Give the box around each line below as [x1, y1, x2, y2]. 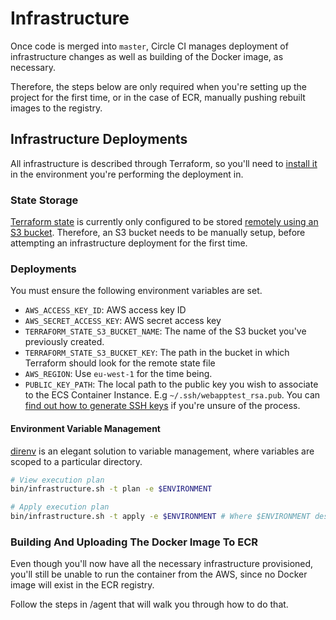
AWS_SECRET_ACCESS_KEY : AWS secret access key [24, 315, 222, 327]
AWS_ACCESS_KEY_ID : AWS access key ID [24, 304, 187, 316]
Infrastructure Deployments [10, 131, 188, 148]
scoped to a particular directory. [10, 455, 143, 467]
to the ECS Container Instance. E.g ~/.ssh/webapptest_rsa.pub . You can [24, 389, 321, 401]
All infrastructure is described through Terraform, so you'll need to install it [10, 157, 318, 169]
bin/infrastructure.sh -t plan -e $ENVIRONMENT [10, 484, 213, 494]
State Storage [10, 193, 79, 207]
